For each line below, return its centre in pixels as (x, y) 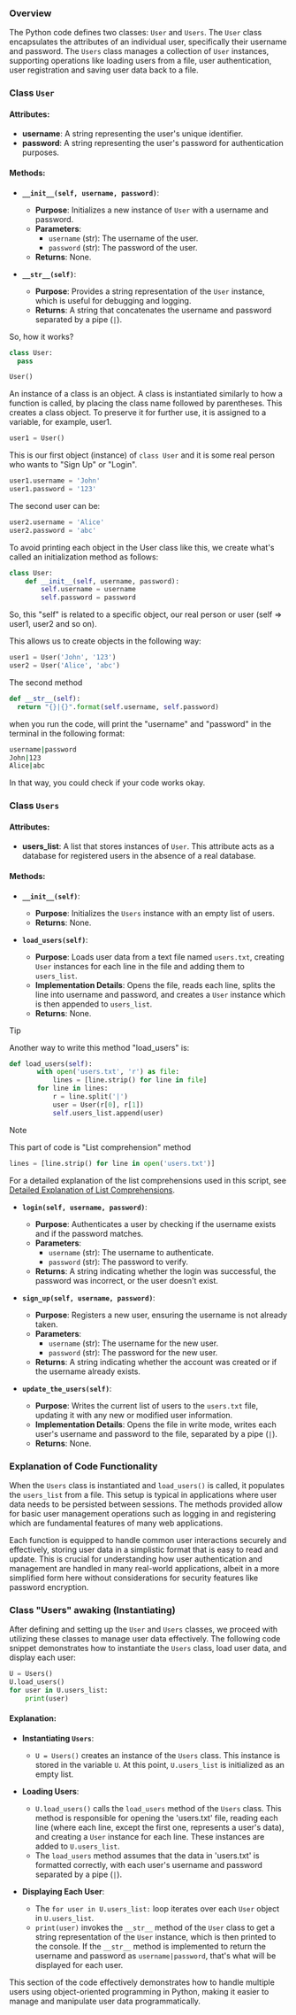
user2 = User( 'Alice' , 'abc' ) (65, 666)
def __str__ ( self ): (45, 699)
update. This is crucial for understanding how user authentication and (136, 1559)
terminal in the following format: (67, 733)
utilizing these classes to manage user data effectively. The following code (145, 1639)
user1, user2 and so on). (53, 624)
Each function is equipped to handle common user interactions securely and (148, 1540)
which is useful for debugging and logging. (113, 300)
